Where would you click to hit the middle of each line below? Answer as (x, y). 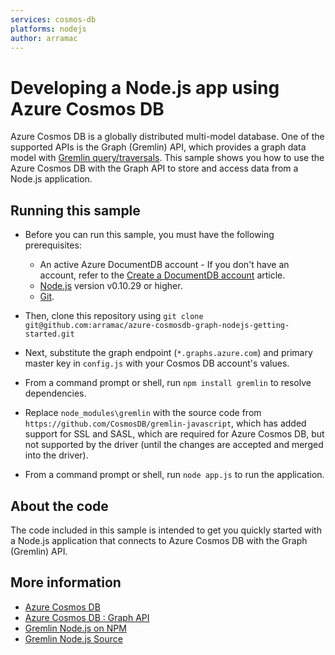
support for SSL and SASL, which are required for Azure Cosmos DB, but (174, 434)
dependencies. (55, 393)
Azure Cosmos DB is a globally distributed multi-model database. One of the (167, 137)
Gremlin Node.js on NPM (75, 628)
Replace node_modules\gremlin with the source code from (143, 413)
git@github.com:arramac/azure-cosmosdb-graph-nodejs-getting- (157, 326)
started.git (49, 334)
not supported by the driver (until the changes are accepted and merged (174, 445)
